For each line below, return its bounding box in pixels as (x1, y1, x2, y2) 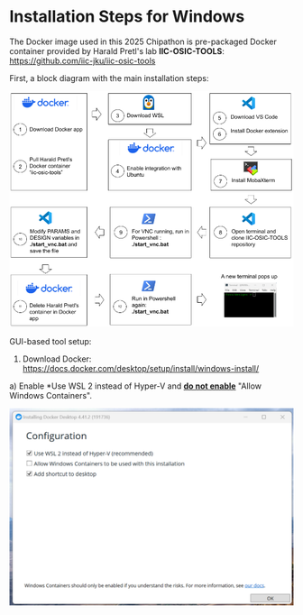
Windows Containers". (9, 390, 93, 400)
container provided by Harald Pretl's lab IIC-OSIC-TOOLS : (9, 45, 225, 56)
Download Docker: (22, 353, 92, 364)
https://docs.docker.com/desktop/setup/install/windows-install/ (22, 363, 260, 373)
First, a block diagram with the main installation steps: (9, 72, 209, 83)
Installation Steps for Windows (9, 6, 245, 27)
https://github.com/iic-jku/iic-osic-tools (9, 55, 156, 66)
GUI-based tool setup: (9, 335, 92, 346)
